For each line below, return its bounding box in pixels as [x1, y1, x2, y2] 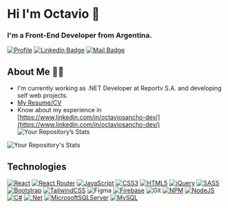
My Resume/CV [16, 99, 62, 107]
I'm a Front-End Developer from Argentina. [7, 31, 152, 40]
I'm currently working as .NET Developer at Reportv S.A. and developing [16, 84, 222, 92]
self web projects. [16, 92, 69, 100]
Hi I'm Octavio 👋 [7, 6, 100, 22]
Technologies [7, 161, 67, 172]
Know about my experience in [16, 106, 102, 114]
